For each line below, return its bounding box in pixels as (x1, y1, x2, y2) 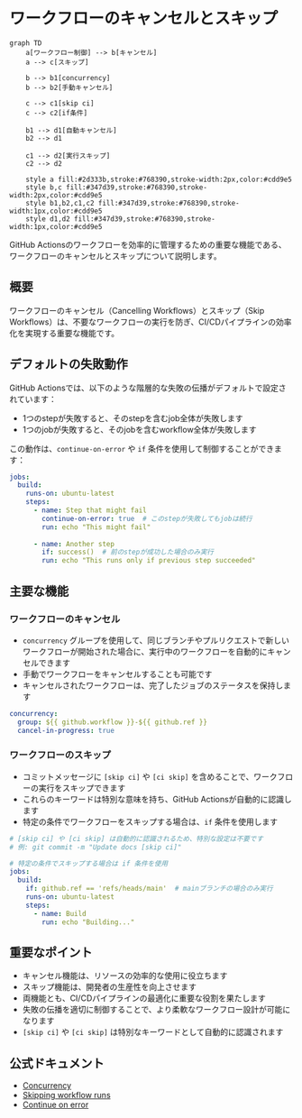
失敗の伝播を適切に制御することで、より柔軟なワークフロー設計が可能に (22, 1004, 291, 1015)
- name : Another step (32, 539, 115, 548)
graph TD (9, 38, 42, 48)
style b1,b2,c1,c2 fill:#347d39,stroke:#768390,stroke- (25, 198, 241, 207)
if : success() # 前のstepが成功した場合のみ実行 (41, 547, 215, 557)
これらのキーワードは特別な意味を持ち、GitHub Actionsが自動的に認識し (22, 793, 293, 804)
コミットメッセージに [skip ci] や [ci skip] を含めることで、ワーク (22, 771, 278, 782)
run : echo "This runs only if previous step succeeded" (41, 556, 256, 565)
